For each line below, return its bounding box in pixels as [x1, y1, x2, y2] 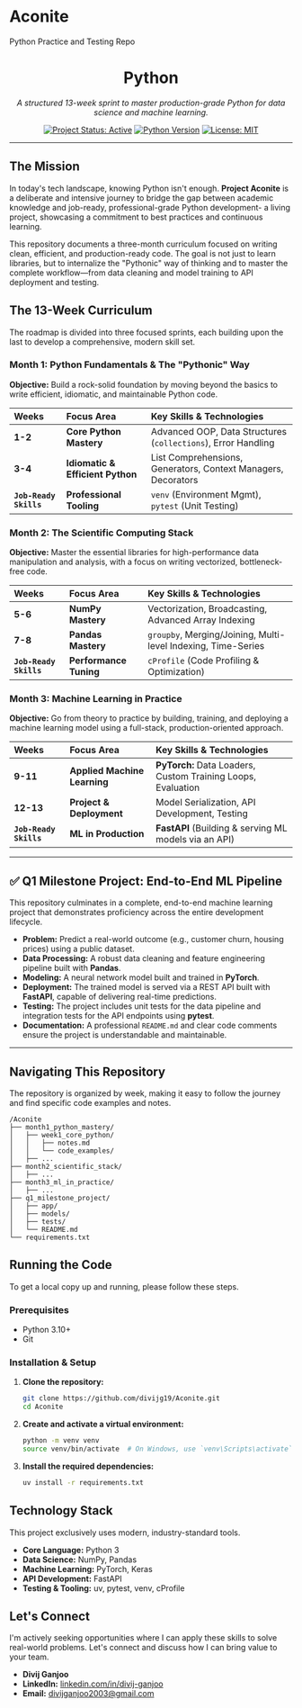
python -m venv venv [22, 1436, 100, 1445]
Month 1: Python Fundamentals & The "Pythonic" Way [9, 358, 250, 371]
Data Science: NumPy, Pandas [22, 1554, 138, 1565]
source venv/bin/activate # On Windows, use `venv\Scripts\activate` [22, 1444, 293, 1454]
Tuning [68, 666, 101, 679]
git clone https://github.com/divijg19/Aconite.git [22, 1394, 220, 1403]
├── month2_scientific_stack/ [9, 1163, 123, 1172]
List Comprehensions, [150, 451, 244, 463]
